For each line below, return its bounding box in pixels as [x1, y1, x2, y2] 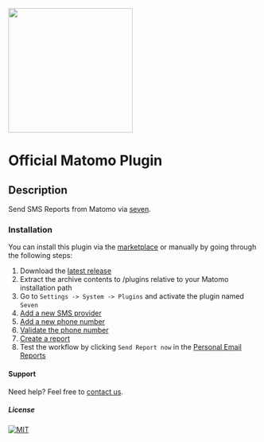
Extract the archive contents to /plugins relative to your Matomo [19, 275, 229, 284]
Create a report [19, 334, 70, 343]
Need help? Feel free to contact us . [8, 386, 123, 397]
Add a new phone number [19, 317, 106, 327]
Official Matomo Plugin [8, 151, 163, 170]
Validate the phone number [19, 326, 109, 335]
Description [8, 183, 68, 197]
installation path [19, 283, 73, 293]
